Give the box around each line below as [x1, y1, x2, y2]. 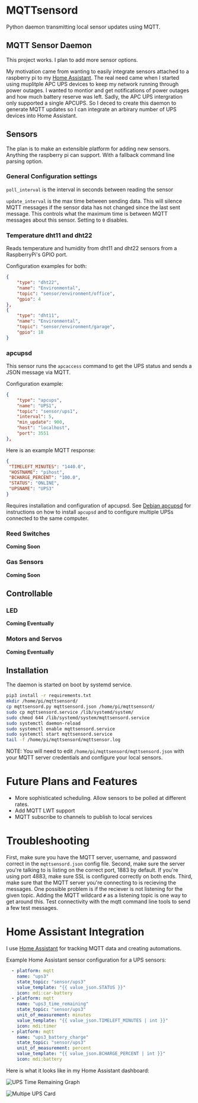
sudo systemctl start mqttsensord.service [6, 732, 113, 738]
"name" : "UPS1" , [17, 402, 58, 409]
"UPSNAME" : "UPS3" [8, 486, 55, 492]
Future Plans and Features [6, 775, 138, 788]
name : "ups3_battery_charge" [17, 1034, 89, 1040]
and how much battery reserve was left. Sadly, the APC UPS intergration [6, 93, 183, 100]
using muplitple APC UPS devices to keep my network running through [6, 80, 179, 87]
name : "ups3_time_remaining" [17, 1001, 89, 1007]
